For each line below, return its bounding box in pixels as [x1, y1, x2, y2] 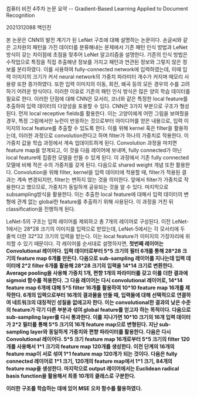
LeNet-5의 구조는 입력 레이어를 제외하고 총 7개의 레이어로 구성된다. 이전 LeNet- [6, 218, 189, 225]
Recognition [6, 12, 35, 19]
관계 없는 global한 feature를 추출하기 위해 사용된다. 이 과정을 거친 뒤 [16, 198, 174, 205]
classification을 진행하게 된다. [6, 205, 76, 212]
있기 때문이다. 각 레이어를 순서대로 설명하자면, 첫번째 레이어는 [23, 240, 164, 247]
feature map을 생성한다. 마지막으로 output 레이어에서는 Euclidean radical [6, 365, 179, 372]
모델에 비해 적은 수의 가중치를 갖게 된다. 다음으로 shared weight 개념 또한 [6, 161, 175, 168]
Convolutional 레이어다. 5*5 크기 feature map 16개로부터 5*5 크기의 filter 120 [6, 336, 191, 342]
